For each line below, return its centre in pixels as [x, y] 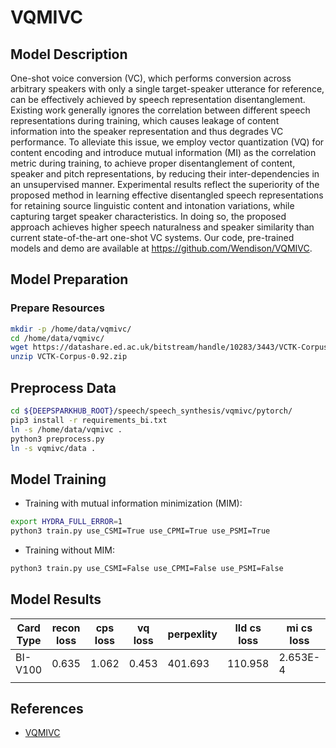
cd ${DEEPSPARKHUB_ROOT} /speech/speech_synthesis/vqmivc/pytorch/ [151, 411]
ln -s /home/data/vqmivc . [66, 429]
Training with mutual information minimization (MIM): [133, 503]
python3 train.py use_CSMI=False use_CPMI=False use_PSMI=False [147, 568]
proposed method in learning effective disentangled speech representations [167, 195]
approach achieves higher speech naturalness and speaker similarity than [162, 227]
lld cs [248, 628]
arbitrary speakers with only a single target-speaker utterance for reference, [167, 89]
